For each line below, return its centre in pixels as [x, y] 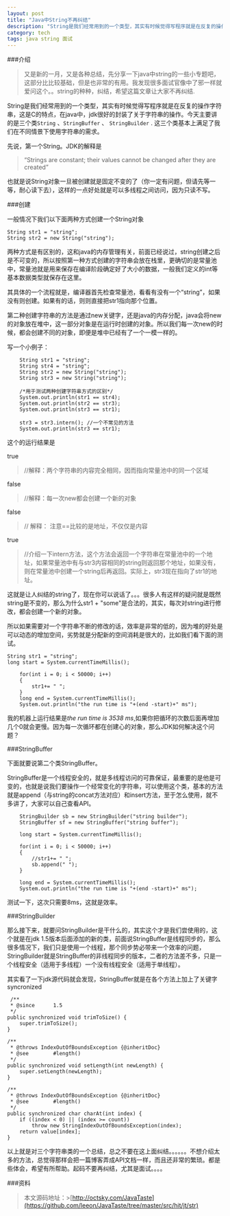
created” [36, 167]
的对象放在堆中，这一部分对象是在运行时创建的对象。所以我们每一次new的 [112, 324]
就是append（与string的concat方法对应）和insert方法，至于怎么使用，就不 [113, 795]
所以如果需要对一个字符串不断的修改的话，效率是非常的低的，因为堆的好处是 [115, 627]
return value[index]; [50, 1132]
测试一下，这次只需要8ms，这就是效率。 [64, 902]
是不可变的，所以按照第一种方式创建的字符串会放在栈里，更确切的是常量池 [112, 260]
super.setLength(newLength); [61, 1072]
